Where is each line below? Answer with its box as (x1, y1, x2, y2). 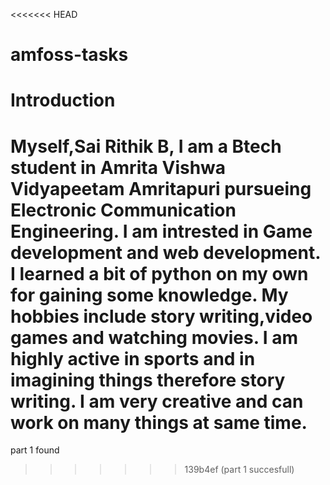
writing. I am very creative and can (10, 390, 304, 413)
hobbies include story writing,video (10, 305, 313, 328)
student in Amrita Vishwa (10, 156, 227, 179)
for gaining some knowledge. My (10, 284, 289, 306)
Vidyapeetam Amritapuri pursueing (10, 177, 312, 200)
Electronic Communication (10, 199, 237, 221)
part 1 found (10, 444, 60, 456)
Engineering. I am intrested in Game (10, 220, 313, 243)
